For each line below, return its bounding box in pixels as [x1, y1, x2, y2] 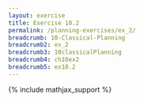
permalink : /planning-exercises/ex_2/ [8, 26, 136, 34]
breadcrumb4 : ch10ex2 [8, 56, 80, 64]
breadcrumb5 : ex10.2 [8, 63, 77, 71]
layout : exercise [8, 11, 66, 20]
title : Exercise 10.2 [8, 19, 80, 27]
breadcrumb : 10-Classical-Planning [8, 33, 126, 42]
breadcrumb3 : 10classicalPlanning [8, 48, 123, 56]
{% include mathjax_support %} [8, 85, 112, 94]
